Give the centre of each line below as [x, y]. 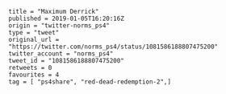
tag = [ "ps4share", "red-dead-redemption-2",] [90, 82]
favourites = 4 [34, 75]
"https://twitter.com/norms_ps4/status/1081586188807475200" [113, 47]
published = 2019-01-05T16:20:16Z [67, 18]
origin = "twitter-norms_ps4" [59, 26]
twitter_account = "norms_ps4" [61, 54]
